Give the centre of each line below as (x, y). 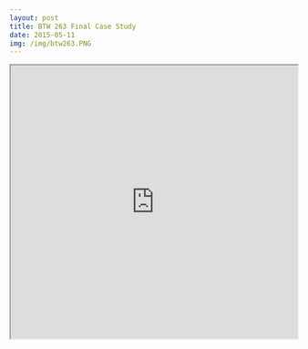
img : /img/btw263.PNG (51, 43)
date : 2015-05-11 (42, 35)
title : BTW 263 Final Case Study (73, 26)
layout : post (34, 18)
